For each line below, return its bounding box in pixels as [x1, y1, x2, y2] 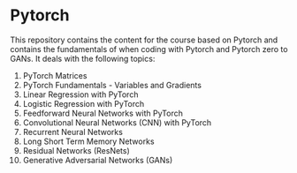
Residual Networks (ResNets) [22, 145, 131, 155]
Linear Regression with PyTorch [22, 89, 139, 100]
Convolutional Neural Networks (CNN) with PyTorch [22, 117, 212, 128]
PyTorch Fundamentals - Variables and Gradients [22, 79, 202, 90]
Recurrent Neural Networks [22, 126, 123, 137]
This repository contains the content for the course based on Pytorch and [10, 34, 278, 45]
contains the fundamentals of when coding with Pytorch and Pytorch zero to [10, 43, 288, 54]
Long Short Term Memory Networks [22, 136, 155, 147]
